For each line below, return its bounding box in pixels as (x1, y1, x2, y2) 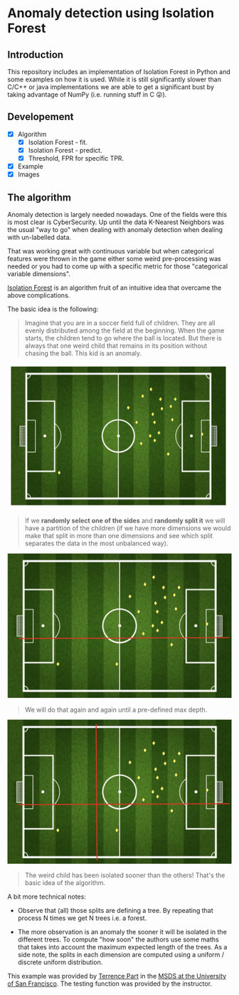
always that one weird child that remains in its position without (24, 341, 208, 350)
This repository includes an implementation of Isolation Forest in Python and (7, 68, 231, 76)
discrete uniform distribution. (17, 958, 103, 966)
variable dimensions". (7, 270, 71, 278)
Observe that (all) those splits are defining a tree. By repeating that (17, 906, 213, 915)
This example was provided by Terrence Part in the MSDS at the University (7, 972, 226, 981)
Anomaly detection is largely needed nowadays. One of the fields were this (7, 211, 228, 218)
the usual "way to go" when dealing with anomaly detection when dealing (7, 226, 223, 233)
